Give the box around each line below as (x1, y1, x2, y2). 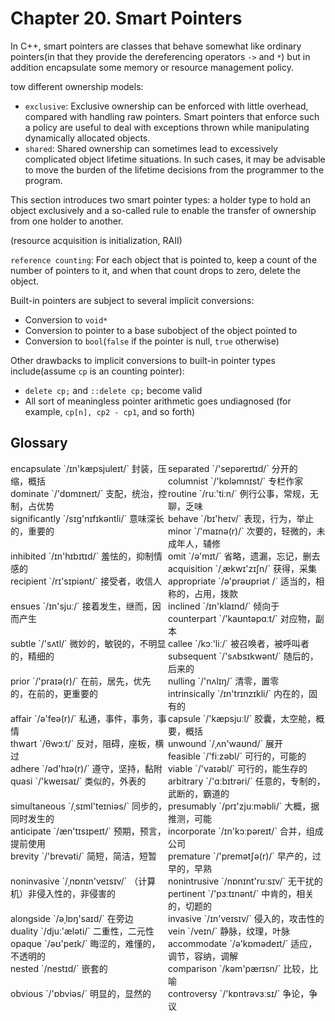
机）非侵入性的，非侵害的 (10, 887, 116, 899)
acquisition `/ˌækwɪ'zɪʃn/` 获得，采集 (168, 562, 317, 574)
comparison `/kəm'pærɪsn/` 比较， (168, 962, 310, 974)
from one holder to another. (10, 215, 124, 227)
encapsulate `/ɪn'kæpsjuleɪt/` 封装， (10, 462, 158, 474)
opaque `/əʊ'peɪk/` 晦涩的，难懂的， (10, 937, 161, 949)
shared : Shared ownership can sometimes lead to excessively (24, 142, 278, 154)
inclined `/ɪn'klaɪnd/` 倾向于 (168, 600, 280, 612)
